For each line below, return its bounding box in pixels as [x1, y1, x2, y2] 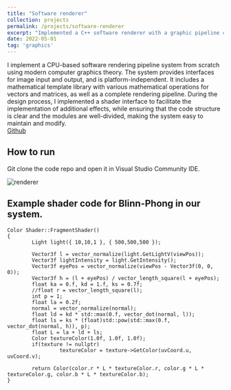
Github [7, 126, 26, 135]
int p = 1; [32, 292, 63, 299]
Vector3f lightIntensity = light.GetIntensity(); [32, 257, 177, 264]
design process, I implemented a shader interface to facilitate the [7, 97, 192, 105]
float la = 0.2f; [32, 299, 81, 306]
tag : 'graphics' [7, 42, 54, 49]
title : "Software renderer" [7, 10, 88, 17]
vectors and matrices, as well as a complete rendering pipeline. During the [7, 90, 218, 98]
